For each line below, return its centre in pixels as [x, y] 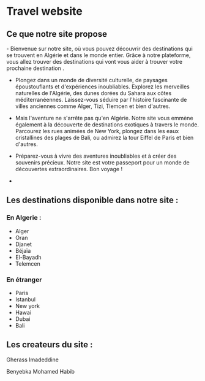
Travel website [44, 11]
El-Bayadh [28, 257]
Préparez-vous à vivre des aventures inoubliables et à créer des [96, 156]
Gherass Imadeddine [33, 360]
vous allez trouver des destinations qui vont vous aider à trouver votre [94, 62]
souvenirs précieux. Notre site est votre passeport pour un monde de [102, 163]
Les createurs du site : [50, 345]
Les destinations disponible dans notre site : [92, 200]
